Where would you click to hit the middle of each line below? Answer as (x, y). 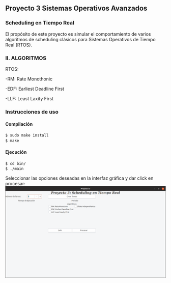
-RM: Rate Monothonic (29, 79)
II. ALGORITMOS (26, 58)
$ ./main (15, 169)
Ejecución (16, 152)
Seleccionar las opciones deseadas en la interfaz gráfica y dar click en (79, 178)
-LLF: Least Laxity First (29, 98)
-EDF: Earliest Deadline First (35, 89)
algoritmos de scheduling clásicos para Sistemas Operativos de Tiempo (81, 39)
